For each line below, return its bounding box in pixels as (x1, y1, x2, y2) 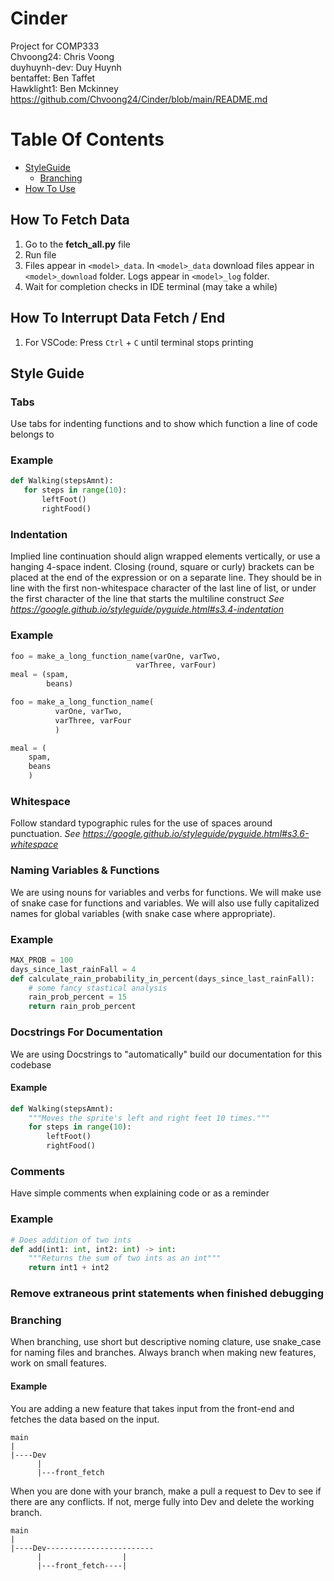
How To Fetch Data (10, 212, 130, 229)
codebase (10, 1058, 52, 1071)
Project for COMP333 (10, 40, 100, 52)
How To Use (24, 182, 76, 194)
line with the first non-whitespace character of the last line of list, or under (10, 582, 317, 594)
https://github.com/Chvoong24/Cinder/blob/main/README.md (10, 93, 268, 105)
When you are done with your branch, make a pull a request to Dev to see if (10, 1485, 322, 1497)
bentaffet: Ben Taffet (10, 72, 96, 84)
